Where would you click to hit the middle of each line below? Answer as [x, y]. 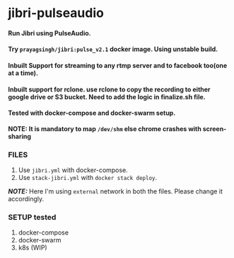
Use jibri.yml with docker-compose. [73, 170]
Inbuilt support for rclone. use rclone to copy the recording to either [109, 89]
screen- [215, 128]
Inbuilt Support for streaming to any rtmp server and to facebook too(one [118, 65]
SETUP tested [32, 217]
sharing [19, 136]
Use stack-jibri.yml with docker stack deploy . [88, 178]
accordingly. [26, 199]
